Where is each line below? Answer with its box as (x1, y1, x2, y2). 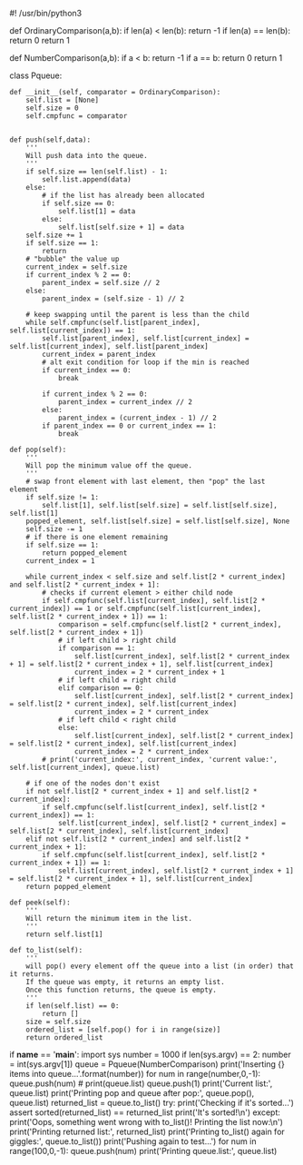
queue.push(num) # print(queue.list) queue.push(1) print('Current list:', (9, 1078, 273, 1089)
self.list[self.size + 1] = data (57, 222, 184, 232)
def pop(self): (9, 445, 67, 454)
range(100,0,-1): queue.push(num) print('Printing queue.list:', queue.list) (9, 1146, 278, 1156)
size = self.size (25, 1017, 92, 1026)
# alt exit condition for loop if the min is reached (42, 358, 249, 367)
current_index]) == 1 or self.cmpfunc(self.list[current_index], (9, 604, 261, 613)
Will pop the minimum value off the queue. (25, 461, 193, 470)
